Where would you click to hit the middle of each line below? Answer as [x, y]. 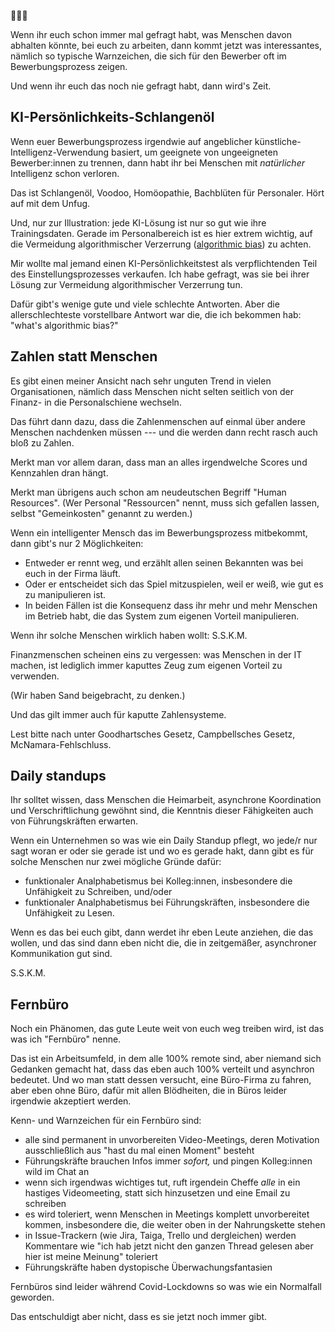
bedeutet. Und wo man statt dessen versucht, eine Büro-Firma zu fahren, [161, 1080]
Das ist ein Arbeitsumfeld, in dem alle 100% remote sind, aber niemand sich [166, 1059]
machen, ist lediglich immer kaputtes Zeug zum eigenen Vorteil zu [146, 665]
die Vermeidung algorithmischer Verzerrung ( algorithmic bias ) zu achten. [161, 244]
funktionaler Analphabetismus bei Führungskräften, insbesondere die [167, 902]
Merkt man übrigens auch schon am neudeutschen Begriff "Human [148, 492]
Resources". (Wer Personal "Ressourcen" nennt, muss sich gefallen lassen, [165, 502]
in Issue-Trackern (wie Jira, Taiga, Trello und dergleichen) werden [160, 1236]
